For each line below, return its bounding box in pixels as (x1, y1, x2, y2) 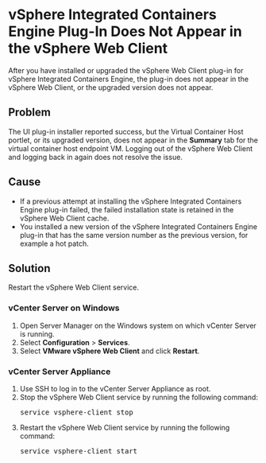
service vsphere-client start (19, 446, 137, 455)
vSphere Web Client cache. (19, 213, 110, 223)
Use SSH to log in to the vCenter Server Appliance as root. (19, 383, 211, 393)
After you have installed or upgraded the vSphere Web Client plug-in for (8, 65, 244, 75)
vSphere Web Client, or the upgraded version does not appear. (8, 82, 214, 92)
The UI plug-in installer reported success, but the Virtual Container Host (8, 126, 244, 136)
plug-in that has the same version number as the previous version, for (19, 230, 249, 239)
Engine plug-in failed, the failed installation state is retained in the (19, 204, 234, 214)
